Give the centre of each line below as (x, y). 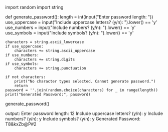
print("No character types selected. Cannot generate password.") (85, 81)
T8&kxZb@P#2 (21, 124)
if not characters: (26, 77)
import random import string (34, 7)
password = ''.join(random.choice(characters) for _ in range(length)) (81, 90)
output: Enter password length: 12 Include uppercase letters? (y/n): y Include (84, 113)
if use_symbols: (22, 64)
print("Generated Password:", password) (48, 94)
